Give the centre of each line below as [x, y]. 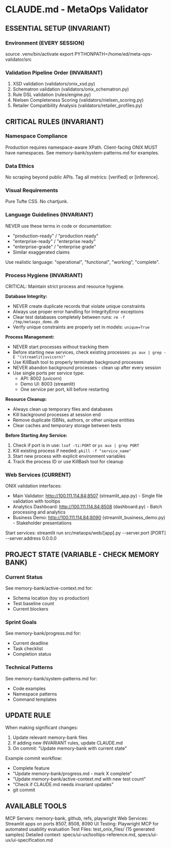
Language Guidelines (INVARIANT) [49, 215]
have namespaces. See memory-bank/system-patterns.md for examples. [82, 152]
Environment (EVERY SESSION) [45, 43]
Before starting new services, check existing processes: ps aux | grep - [89, 352]
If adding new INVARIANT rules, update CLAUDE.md [68, 743]
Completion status [32, 654]
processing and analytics [39, 512]
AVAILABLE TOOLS [36, 806]
